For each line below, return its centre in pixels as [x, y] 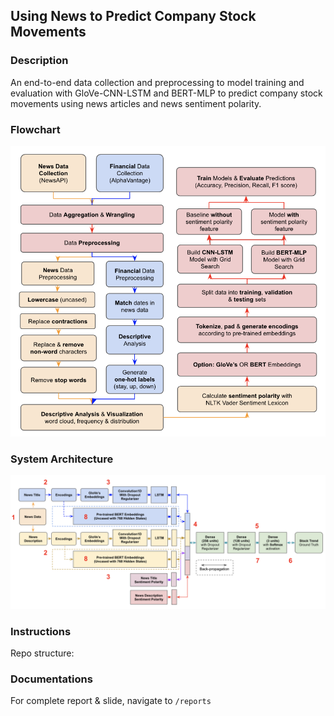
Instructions [41, 631]
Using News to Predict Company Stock [133, 16]
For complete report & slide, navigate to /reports [111, 701]
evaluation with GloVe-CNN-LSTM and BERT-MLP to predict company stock [166, 93]
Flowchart [35, 129]
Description [39, 61]
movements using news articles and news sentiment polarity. [136, 103]
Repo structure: [42, 653]
